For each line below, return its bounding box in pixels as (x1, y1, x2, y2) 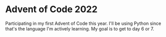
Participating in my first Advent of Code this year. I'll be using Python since (5, 20, 161, 26)
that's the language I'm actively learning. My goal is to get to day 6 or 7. (5, 25, 154, 31)
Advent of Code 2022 (5, 4, 98, 15)
